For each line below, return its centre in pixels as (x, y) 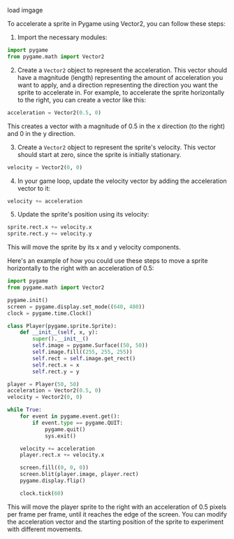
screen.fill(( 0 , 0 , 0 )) (54, 468)
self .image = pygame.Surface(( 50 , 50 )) (90, 346)
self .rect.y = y (56, 371)
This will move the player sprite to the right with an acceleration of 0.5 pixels (117, 507)
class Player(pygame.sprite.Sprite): (62, 326)
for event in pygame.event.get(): (70, 416)
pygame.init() (28, 300)
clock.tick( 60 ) (42, 493)
